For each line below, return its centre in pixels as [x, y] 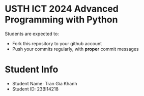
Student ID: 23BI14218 [35, 89]
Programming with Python [61, 20]
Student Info [32, 70]
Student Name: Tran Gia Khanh [45, 83]
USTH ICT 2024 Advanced [62, 9]
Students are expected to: [32, 34]
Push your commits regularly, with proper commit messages [75, 49]
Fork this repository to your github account [57, 43]
